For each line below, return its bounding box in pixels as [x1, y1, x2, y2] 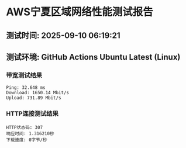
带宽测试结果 [6, 71, 43, 79]
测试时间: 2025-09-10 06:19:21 [6, 30, 121, 40]
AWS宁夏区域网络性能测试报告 [6, 5, 154, 19]
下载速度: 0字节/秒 [6, 137, 47, 143]
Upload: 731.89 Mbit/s [6, 95, 61, 101]
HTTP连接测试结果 [6, 109, 58, 118]
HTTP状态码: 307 [6, 124, 43, 130]
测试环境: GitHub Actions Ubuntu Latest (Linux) [6, 52, 181, 62]
